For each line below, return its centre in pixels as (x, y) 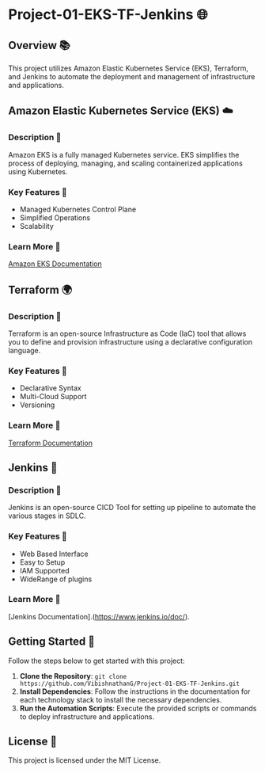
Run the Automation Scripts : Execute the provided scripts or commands (138, 708)
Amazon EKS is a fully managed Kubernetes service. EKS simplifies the (124, 154)
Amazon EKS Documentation (55, 264)
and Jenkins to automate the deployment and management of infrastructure (132, 76)
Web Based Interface (54, 554)
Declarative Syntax (50, 388)
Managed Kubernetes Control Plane (78, 209)
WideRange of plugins (56, 579)
